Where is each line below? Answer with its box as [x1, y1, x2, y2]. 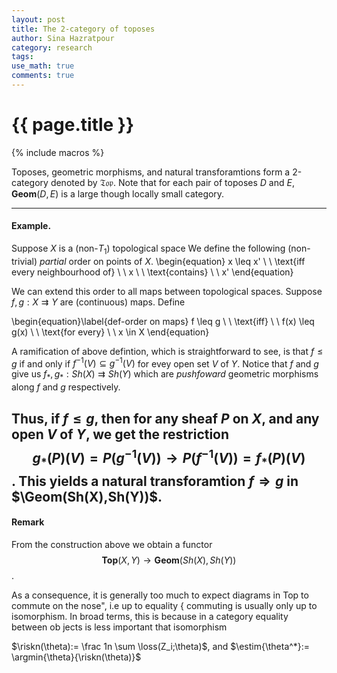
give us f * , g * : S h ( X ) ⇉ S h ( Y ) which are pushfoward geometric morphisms [11, 368, 319, 383]
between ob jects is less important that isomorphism [11, 621, 228, 633]
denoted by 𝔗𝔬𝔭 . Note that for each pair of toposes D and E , [50, 176, 295, 188]
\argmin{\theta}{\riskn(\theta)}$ [11, 651, 142, 663]
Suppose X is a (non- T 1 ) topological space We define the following [11, 242, 286, 256]
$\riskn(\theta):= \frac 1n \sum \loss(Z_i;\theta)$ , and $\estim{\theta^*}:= [11, 641, 311, 653]
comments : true [11, 71, 75, 81]
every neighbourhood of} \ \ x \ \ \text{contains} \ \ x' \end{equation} [11, 266, 294, 278]
